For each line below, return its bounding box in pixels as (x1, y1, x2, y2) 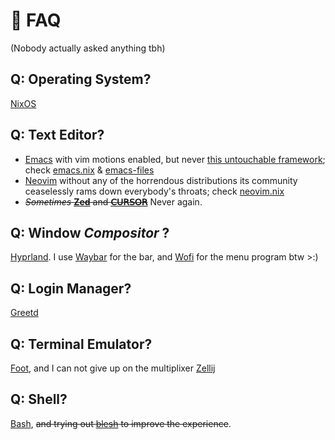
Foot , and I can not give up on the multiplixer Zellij (10, 362, 216, 374)
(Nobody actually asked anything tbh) (10, 42, 166, 54)
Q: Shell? (10, 391, 68, 408)
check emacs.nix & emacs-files (24, 164, 155, 176)
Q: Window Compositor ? (10, 224, 170, 241)
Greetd (10, 307, 39, 319)
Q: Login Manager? (10, 280, 132, 297)
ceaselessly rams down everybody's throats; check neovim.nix (24, 185, 285, 197)
